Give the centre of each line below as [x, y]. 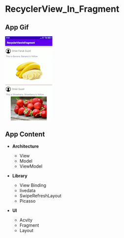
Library [20, 176]
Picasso [27, 201]
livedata [27, 190]
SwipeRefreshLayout [40, 196]
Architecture [25, 146]
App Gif [17, 27]
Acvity [26, 220]
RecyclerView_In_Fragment [62, 9]
